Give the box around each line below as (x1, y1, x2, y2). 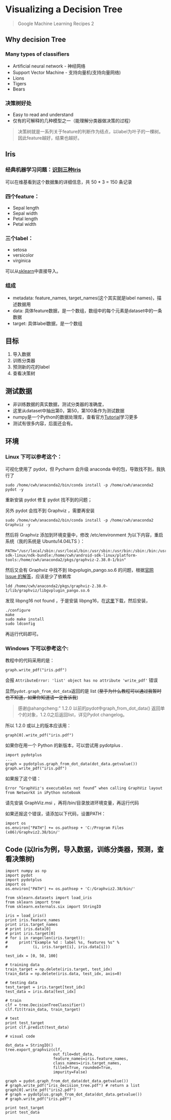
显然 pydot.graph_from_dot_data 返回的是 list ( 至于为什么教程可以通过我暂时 (5, 688, 162, 694)
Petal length (12, 216, 38, 222)
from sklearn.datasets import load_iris (5, 895, 93, 900)
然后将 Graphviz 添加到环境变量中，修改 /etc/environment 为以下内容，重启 (5, 531, 164, 538)
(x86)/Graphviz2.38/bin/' (5, 830, 60, 835)
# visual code (5, 1034, 36, 1039)
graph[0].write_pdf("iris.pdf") (5, 733, 74, 738)
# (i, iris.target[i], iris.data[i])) (5, 944, 110, 949)
